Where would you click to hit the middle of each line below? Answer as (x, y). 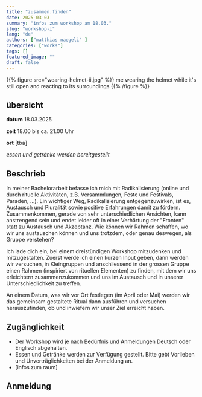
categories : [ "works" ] (35, 46)
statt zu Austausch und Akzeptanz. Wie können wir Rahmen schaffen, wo (97, 227)
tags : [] (17, 51)
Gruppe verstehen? (30, 240)
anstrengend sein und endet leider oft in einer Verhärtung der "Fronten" (95, 221)
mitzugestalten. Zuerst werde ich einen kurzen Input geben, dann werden (97, 258)
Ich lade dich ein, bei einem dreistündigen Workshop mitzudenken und (94, 251)
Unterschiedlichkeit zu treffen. (44, 283)
